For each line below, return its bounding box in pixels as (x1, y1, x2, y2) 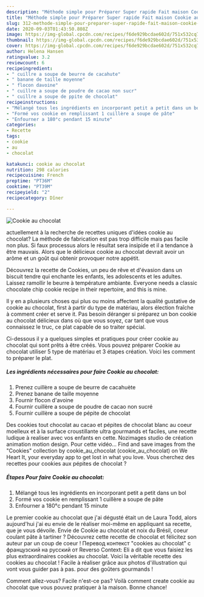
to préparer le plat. (6, 354, 53, 361)
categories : (6, 122, 36, 128)
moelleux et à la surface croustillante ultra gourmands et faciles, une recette (6, 428, 197, 435)
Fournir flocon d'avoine (15, 396, 74, 404)
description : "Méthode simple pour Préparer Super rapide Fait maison (6, 9, 189, 15)
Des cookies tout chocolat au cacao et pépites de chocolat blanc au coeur (6, 421, 192, 428)
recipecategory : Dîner (6, 195, 64, 201)
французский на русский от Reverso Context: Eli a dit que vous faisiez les (6, 546, 193, 553)
